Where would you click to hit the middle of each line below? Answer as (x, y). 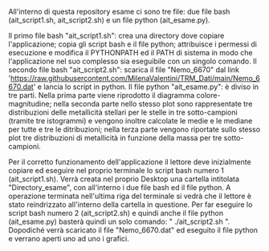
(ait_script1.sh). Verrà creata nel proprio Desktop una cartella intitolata (124, 179)
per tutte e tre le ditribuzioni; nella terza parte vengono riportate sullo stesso (134, 129)
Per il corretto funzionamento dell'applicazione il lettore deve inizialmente (130, 162)
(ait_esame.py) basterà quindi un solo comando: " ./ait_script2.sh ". (119, 221)
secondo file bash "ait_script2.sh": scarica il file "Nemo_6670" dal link (124, 70)
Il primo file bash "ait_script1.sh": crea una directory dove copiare (116, 36)
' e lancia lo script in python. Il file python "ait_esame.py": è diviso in (146, 87)
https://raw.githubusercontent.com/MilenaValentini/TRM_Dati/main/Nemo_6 (136, 78)
